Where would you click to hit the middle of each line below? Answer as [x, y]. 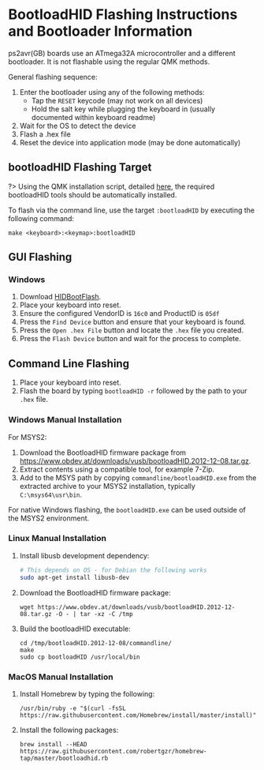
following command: [41, 218]
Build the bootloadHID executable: [75, 629]
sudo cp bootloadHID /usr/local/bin [80, 657]
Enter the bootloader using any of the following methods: [112, 92]
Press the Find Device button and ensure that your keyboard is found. [133, 322]
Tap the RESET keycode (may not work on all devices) [117, 100]
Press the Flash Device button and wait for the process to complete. [130, 339]
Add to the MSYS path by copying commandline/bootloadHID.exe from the [138, 477]
